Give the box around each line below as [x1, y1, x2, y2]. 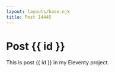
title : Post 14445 [6, 14, 52, 20]
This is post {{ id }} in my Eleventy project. [6, 59, 110, 66]
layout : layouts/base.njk [6, 8, 70, 15]
